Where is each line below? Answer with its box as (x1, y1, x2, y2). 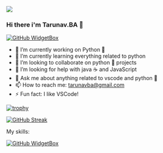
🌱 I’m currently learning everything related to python (15, 52, 146, 60)
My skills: (6, 128, 30, 135)
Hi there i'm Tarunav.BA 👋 (6, 20, 84, 29)
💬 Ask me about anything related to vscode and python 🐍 (15, 75, 158, 82)
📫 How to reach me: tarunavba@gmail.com (15, 81, 125, 89)
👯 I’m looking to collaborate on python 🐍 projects (15, 59, 137, 66)
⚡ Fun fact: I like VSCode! (15, 90, 79, 98)
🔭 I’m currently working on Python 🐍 (15, 46, 105, 53)
